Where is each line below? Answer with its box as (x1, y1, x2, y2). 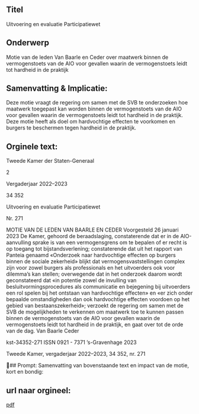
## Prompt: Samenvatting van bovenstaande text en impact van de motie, (9, 362, 190, 369)
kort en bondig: (6, 368, 43, 375)
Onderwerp (6, 38, 49, 48)
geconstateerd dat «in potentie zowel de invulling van (6, 277, 137, 284)
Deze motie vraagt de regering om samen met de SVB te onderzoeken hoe (6, 99, 188, 106)
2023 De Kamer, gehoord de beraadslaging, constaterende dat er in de (6, 233, 179, 240)
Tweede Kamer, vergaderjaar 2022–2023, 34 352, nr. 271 (6, 350, 146, 358)
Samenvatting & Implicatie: (6, 83, 108, 94)
